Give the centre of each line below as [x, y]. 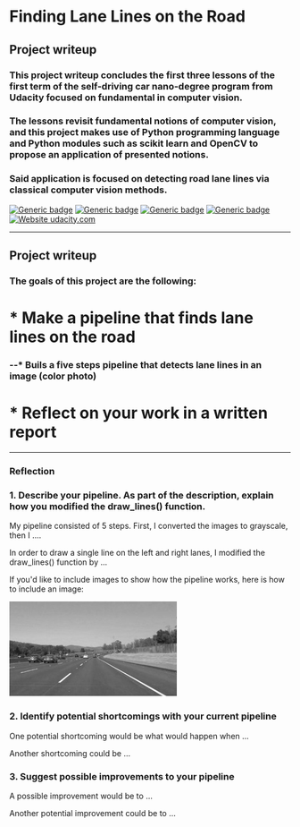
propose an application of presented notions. [109, 155]
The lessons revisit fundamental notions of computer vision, [143, 121]
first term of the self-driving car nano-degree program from [142, 86]
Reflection [32, 471]
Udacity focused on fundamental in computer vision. [126, 98]
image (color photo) [53, 376]
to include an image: [47, 589]
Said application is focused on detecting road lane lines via [139, 179]
